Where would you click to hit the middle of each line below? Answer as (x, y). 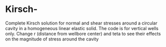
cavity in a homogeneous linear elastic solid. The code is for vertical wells (82, 28)
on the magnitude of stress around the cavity (52, 39)
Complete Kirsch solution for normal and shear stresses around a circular (81, 23)
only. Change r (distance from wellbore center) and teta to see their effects (83, 33)
